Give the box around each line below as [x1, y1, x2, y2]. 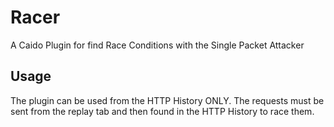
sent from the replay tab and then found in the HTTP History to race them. [10, 105, 315, 117]
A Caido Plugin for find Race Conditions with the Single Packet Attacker [10, 39, 305, 51]
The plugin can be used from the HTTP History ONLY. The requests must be [10, 94, 325, 106]
